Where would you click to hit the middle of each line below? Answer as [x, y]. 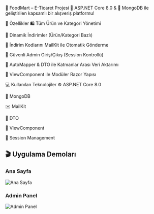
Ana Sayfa [18, 171]
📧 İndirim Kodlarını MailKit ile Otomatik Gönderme [57, 45]
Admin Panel [21, 195]
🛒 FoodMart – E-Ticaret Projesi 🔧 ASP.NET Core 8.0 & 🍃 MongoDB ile [77, 8]
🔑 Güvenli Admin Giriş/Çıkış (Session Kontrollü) [54, 55]
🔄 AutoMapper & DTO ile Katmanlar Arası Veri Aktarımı [62, 64]
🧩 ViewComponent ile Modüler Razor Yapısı [51, 74]
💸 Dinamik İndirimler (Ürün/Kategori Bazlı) [49, 35]
